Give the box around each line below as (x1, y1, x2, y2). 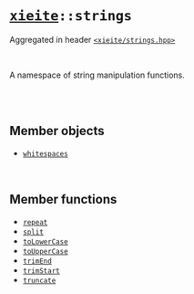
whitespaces (22, 149, 68, 158)
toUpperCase (22, 247, 68, 256)
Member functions (9, 192, 117, 207)
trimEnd (22, 257, 52, 266)
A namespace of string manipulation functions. (9, 69, 185, 80)
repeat (22, 217, 48, 226)
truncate (22, 276, 56, 285)
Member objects (9, 123, 105, 139)
